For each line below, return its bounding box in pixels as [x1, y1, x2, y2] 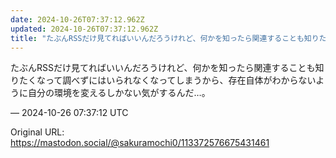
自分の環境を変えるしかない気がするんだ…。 [27, 87, 211, 99]
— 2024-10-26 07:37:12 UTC [10, 107, 129, 119]
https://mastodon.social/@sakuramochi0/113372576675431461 [10, 137, 270, 149]
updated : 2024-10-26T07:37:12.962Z [10, 24, 159, 34]
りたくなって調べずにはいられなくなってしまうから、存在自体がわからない [10, 74, 317, 86]
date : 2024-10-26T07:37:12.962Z [10, 14, 145, 25]
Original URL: [10, 126, 65, 138]
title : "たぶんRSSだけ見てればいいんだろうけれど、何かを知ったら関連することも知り [10, 33, 320, 43]
